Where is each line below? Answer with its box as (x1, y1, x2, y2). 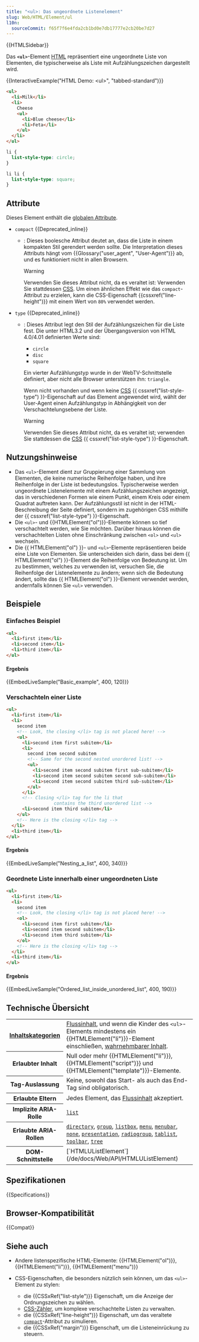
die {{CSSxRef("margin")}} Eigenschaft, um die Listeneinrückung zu (23, 1324, 190, 1331)
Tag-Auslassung (10, 1080, 60, 1088)
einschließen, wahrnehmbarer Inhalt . (66, 1042, 168, 1050)
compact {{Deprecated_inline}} (14, 226, 88, 233)
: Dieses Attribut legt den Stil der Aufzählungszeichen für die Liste (23, 321, 185, 328)
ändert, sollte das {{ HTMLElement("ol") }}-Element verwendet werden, (14, 575, 189, 583)
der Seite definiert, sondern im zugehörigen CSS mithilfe (50, 506, 188, 513)
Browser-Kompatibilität (6, 1208, 95, 1218)
